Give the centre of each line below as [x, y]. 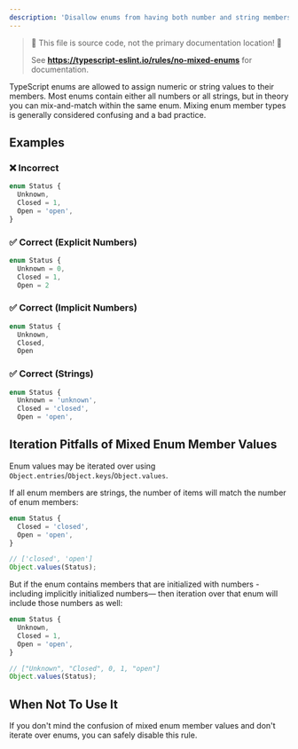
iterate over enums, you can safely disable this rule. [103, 735]
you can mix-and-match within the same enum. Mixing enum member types [148, 105]
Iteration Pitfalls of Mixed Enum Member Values [143, 445]
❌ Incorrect [34, 168]
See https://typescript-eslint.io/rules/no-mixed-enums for [141, 59]
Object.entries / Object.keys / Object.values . [89, 475]
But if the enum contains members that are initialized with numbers [132, 584]
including [26, 594]
